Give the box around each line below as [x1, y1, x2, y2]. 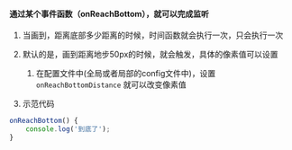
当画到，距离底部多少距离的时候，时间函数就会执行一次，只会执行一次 [22, 30, 284, 40]
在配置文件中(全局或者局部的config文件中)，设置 [35, 68, 216, 79]
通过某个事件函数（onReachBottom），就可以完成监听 [9, 8, 210, 19]
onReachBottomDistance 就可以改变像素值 [35, 79, 187, 90]
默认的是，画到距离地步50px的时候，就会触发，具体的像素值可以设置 [22, 49, 278, 60]
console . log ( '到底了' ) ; [25, 125, 111, 134]
